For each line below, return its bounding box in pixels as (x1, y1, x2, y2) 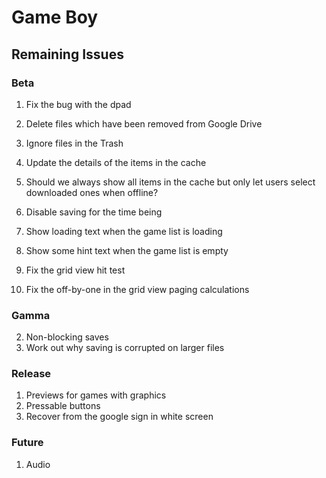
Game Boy (11, 6, 99, 29)
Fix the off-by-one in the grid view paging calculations (25, 283, 250, 295)
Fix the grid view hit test (25, 264, 126, 276)
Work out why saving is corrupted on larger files (25, 342, 225, 354)
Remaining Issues (11, 46, 124, 63)
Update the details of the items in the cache (25, 156, 207, 168)
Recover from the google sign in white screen (25, 411, 214, 423)
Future (11, 436, 44, 450)
